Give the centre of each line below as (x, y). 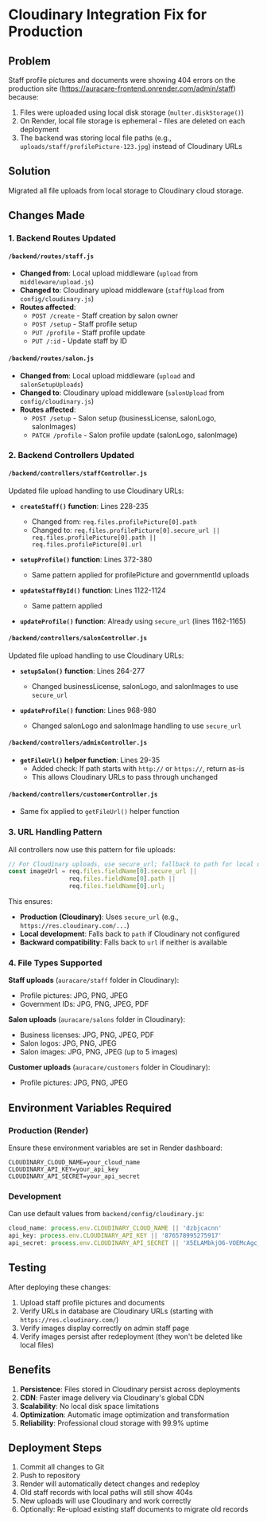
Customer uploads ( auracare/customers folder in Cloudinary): (109, 1067)
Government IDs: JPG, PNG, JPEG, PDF (84, 1004)
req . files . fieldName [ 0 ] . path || (122, 879)
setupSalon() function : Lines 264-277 (82, 671)
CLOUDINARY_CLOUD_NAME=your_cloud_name (74, 1163)
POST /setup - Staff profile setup (84, 324)
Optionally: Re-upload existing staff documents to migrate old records (134, 1509)
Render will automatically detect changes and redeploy (110, 1484)
